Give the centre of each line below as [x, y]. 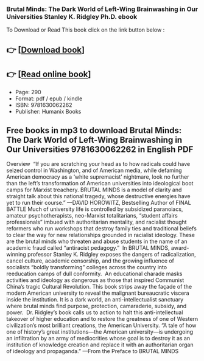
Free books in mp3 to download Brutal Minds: [94, 130]
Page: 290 [28, 92]
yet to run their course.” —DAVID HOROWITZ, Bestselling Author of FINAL [99, 203]
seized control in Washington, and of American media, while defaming [94, 170]
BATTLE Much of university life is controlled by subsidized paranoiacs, [95, 209]
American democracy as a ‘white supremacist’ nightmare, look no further [98, 177]
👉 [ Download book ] [46, 50]
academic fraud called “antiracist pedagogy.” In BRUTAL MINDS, [88, 248]
